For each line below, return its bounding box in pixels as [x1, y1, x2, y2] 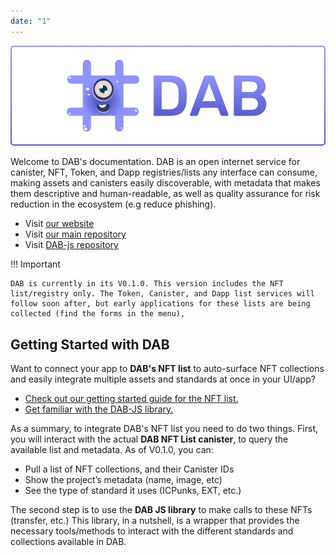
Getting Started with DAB [10, 336, 170, 353]
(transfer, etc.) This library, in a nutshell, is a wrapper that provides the [10, 515, 300, 527]
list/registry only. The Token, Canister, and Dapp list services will [10, 289, 315, 299]
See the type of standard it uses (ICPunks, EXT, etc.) [24, 485, 242, 497]
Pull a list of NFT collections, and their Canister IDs [24, 463, 235, 475]
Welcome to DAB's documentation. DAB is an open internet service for [10, 156, 301, 168]
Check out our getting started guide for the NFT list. [24, 393, 239, 405]
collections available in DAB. [10, 536, 127, 548]
